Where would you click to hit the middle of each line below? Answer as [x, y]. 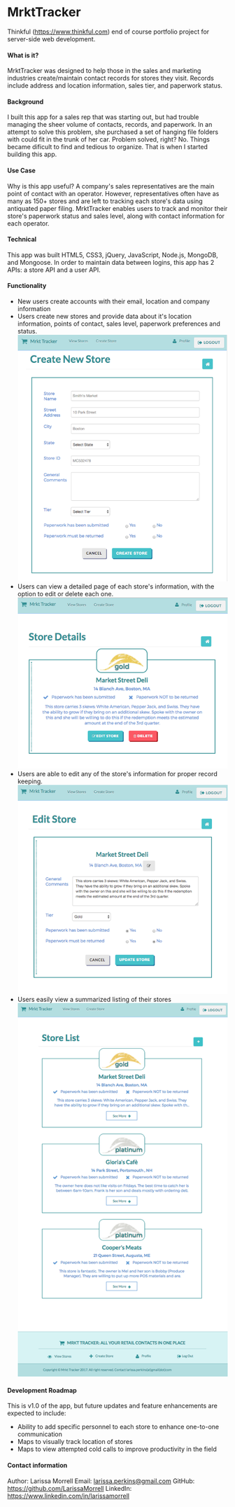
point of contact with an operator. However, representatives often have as [113, 193]
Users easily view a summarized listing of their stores [94, 999]
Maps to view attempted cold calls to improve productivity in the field [117, 1449]
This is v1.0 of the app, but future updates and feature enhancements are [113, 1406]
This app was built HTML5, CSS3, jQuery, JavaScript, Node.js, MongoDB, [113, 255]
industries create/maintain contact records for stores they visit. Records [111, 78]
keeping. [30, 781]
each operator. [28, 223]
